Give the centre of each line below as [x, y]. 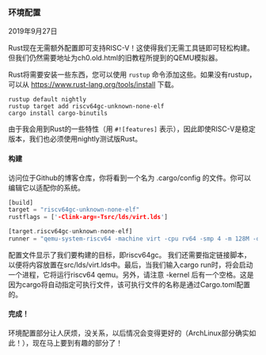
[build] [21, 202]
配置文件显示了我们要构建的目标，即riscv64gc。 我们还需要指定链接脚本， [130, 255]
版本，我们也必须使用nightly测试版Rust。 [75, 139]
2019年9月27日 [33, 31]
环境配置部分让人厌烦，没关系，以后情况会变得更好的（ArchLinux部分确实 [129, 333]
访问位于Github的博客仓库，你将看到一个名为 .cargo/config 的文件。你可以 [130, 177]
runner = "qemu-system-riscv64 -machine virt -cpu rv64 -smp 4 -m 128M [129, 239]
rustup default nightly [47, 100]
